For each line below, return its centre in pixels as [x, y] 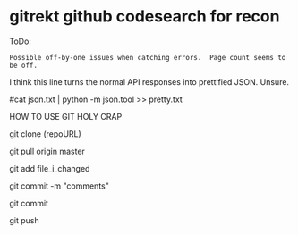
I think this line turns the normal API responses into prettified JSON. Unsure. [149, 81]
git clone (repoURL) [46, 134]
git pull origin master [47, 151]
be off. [24, 65]
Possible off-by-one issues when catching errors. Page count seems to [148, 57]
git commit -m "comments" [59, 186]
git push [25, 220]
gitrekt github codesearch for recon [145, 17]
